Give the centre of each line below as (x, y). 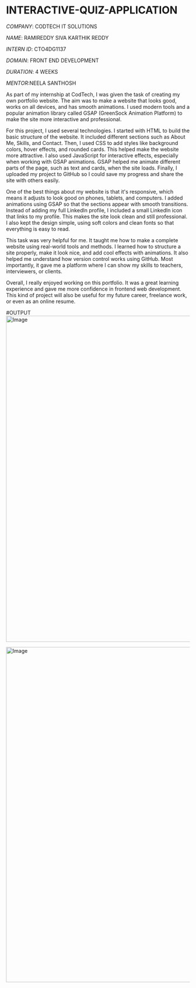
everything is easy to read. (38, 229)
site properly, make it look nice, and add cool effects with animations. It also (97, 253)
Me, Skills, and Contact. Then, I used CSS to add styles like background (92, 143)
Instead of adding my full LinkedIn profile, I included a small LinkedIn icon (94, 210)
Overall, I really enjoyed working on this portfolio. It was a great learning (92, 283)
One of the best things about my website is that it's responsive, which (90, 191)
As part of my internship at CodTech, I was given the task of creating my (93, 94)
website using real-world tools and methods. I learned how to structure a (93, 246)
